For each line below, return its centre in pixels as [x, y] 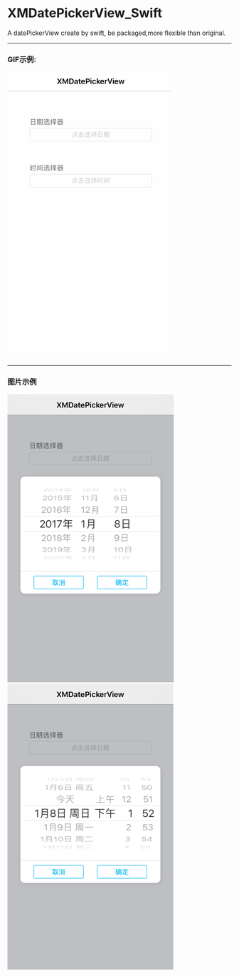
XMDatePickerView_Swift [85, 13]
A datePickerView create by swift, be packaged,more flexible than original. [117, 33]
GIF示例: [22, 59]
